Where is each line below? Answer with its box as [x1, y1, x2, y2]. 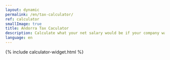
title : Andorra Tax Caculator [5, 26, 69, 31]
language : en [5, 35, 33, 40]
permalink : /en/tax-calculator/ [5, 12, 73, 17]
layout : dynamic [5, 7, 39, 12]
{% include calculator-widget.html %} [5, 48, 84, 55]
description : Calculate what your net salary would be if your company [5, 30, 159, 35]
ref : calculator [5, 16, 39, 21]
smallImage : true [5, 21, 42, 26]
